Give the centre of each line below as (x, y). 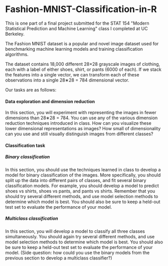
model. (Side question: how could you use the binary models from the (77, 252)
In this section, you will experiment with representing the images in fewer (81, 113)
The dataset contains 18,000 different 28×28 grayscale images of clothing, (83, 64)
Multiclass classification (32, 218)
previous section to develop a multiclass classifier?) (59, 258)
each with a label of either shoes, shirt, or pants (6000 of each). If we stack (83, 69)
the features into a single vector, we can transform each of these (72, 74)
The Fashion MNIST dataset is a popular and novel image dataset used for (82, 43)
